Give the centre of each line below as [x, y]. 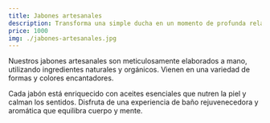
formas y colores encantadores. [61, 78]
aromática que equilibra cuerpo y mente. [76, 111]
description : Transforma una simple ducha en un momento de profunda [127, 23]
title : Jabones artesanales [55, 16]
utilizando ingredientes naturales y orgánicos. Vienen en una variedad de [129, 70]
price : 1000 [28, 31]
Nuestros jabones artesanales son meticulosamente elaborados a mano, [128, 61]
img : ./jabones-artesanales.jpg [62, 38]
